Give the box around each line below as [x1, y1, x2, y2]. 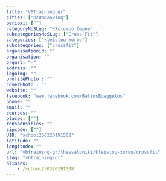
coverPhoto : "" [6, 82, 47, 88]
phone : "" [6, 98, 31, 104]
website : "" [6, 87, 36, 94]
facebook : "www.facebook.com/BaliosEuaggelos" [6, 93, 126, 99]
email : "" [6, 104, 31, 110]
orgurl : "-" [6, 59, 36, 65]
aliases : [6, 160, 28, 167]
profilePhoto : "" [6, 76, 53, 82]
